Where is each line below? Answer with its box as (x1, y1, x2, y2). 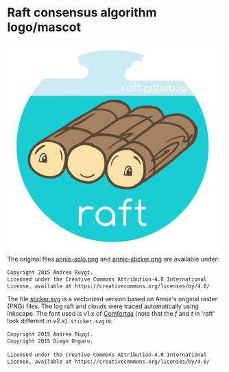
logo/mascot (7, 19, 81, 35)
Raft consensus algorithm (7, 5, 157, 21)
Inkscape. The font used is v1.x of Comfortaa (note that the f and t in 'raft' (7, 310, 215, 318)
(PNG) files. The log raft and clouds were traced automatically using (7, 302, 199, 310)
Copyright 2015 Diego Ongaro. (7, 338, 94, 345)
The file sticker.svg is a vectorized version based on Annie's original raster (7, 295, 218, 303)
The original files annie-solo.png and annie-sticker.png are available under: (7, 255, 219, 264)
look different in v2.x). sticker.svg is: (7, 317, 113, 325)
